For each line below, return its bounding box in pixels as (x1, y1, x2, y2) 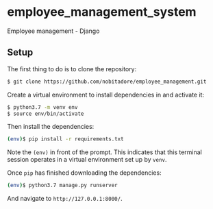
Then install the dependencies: (7, 123, 95, 131)
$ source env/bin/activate (7, 110, 84, 117)
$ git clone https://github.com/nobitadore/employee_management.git (7, 78, 207, 85)
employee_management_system (7, 4, 197, 20)
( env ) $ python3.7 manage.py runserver (7, 182, 118, 189)
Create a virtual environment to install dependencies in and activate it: (7, 90, 204, 99)
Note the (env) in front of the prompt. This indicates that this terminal (7, 148, 202, 156)
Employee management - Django (7, 27, 100, 35)
